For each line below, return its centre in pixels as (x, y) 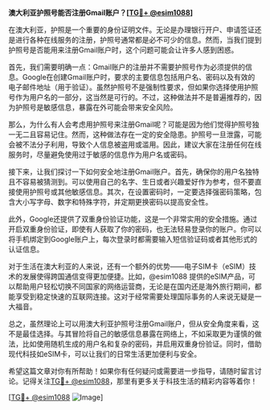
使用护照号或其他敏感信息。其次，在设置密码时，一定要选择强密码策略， (135, 192)
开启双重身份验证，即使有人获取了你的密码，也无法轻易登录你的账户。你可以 (135, 229)
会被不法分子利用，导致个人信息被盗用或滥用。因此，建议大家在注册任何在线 (135, 145)
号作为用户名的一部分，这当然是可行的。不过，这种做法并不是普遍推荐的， (131, 97)
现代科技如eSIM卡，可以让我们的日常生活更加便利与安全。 (105, 354)
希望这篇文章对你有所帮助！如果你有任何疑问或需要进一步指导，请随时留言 (131, 371)
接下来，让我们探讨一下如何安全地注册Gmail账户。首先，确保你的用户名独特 (134, 172)
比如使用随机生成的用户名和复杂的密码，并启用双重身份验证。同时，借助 (142, 344)
